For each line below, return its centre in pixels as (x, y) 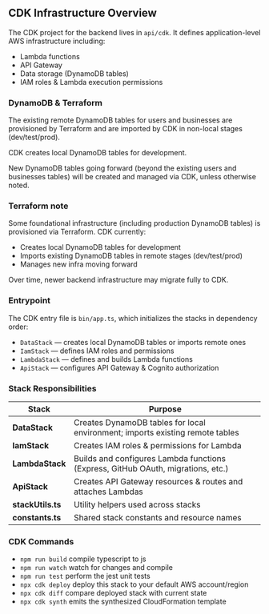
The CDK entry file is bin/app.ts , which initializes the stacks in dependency (133, 318)
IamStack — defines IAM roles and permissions (97, 351)
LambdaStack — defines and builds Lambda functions (106, 359)
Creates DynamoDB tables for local (139, 422)
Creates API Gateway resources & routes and (158, 482)
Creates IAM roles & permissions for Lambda (157, 445)
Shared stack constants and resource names (157, 518)
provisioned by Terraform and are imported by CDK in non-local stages (125, 129)
